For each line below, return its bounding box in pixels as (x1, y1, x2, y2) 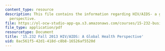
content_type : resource (5, 7, 54, 12)
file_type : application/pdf (5, 25, 63, 30)
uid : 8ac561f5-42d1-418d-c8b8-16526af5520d (5, 39, 96, 44)
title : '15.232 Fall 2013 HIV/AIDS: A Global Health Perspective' (5, 34, 144, 39)
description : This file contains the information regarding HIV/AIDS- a (5, 12, 157, 17)
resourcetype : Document (5, 30, 54, 34)
